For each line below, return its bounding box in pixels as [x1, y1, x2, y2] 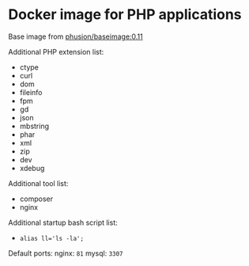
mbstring [19, 121, 50, 131]
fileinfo [19, 87, 43, 97]
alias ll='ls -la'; [19, 234, 85, 242]
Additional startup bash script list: [8, 218, 119, 227]
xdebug [19, 163, 45, 173]
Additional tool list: [8, 178, 69, 188]
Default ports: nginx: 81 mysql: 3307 [8, 248, 124, 258]
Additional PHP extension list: [8, 47, 104, 56]
